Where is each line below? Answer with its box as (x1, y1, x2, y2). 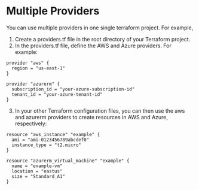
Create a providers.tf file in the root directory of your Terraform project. (14, 35, 191, 43)
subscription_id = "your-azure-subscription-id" (11, 86, 135, 92)
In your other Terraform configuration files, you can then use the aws (14, 107, 185, 114)
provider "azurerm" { (6, 81, 60, 87)
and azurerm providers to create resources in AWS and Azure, (14, 113, 169, 120)
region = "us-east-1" (11, 65, 66, 71)
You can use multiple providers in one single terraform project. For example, (6, 24, 194, 31)
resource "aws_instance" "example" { (6, 131, 100, 137)
